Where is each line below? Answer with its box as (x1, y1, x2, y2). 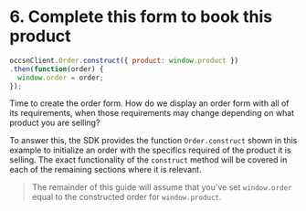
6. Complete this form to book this (9, 6, 272, 27)
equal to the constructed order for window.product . (31, 192, 222, 203)
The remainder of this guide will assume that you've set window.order (31, 182, 292, 193)
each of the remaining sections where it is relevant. (9, 164, 203, 175)
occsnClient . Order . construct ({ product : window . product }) (9, 56, 239, 65)
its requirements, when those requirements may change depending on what (9, 108, 295, 119)
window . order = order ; (17, 73, 104, 82)
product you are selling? (9, 117, 100, 129)
